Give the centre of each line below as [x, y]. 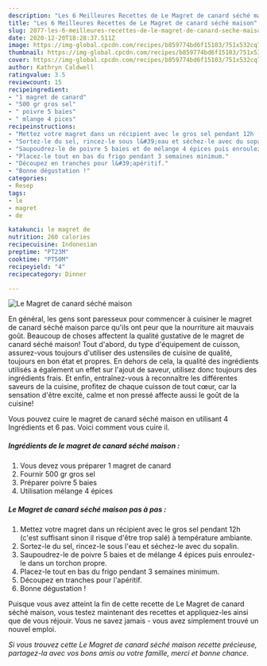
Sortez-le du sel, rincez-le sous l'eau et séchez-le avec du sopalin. [129, 547]
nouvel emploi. [33, 629]
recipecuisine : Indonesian [53, 245]
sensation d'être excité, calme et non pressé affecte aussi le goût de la [124, 395]
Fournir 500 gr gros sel [57, 474]
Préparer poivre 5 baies [58, 483]
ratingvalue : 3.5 [37, 75]
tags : [17, 193]
